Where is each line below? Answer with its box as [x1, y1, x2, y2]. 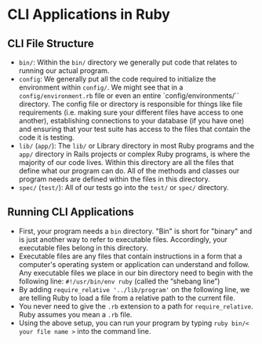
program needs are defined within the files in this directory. [18, 174, 211, 184]
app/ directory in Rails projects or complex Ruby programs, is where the [18, 149, 250, 159]
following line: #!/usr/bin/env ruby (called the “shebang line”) [18, 276, 220, 286]
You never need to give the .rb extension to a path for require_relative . [18, 301, 253, 311]
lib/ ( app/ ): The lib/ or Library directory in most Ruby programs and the [18, 141, 254, 150]
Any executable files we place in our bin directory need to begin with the [18, 268, 253, 277]
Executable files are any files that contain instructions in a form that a [18, 251, 242, 261]
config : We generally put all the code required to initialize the [18, 75, 217, 83]
